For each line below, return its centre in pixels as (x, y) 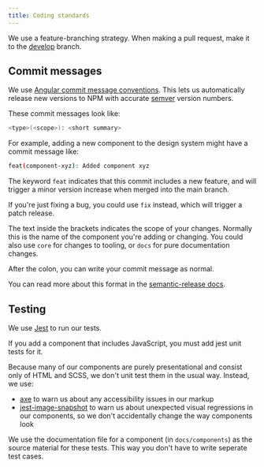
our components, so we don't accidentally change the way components (136, 416)
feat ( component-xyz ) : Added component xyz (79, 166)
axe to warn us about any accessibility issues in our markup (117, 399)
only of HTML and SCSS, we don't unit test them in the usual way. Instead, (129, 375)
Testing (27, 309)
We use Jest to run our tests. (55, 328)
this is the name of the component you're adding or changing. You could (126, 237)
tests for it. (26, 351)
